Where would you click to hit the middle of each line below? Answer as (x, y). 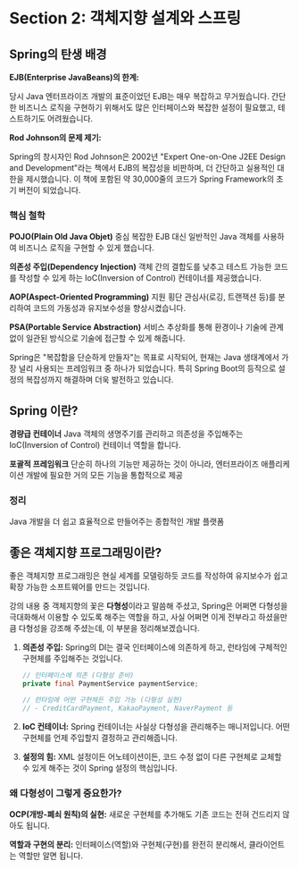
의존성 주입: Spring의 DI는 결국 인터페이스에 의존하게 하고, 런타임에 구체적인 (154, 647)
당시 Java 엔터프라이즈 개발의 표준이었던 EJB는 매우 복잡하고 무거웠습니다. (139, 96)
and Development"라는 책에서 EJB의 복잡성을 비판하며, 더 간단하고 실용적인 (142, 168)
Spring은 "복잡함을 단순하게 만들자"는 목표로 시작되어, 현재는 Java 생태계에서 (144, 358)
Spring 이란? (44, 411)
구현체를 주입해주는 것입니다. (72, 659)
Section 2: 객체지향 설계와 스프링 (125, 18)
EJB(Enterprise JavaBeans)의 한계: (75, 77)
